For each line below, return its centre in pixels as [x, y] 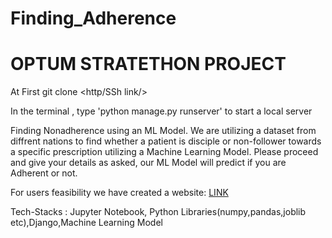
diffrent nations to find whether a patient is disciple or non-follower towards [166, 141]
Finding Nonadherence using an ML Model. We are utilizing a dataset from [163, 131]
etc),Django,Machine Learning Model [86, 223]
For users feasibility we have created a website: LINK [119, 193]
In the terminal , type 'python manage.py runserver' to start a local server [161, 111]
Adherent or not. [44, 173]
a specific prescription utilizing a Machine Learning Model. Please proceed [164, 152]
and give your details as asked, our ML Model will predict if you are [148, 163]
